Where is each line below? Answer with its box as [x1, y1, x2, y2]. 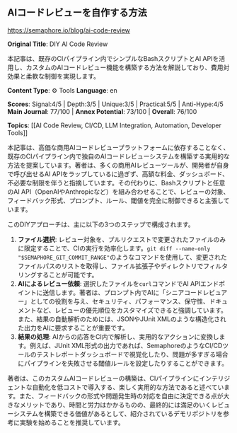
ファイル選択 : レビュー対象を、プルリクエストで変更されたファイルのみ [17, 235, 226, 243]
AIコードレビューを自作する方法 [7, 6, 147, 19]
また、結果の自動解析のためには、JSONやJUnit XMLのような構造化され [17, 314, 226, 323]
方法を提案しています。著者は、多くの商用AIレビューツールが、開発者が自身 [7, 161, 230, 169]
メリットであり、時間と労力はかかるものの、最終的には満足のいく [19, 400, 212, 409]
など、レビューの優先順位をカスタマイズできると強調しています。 [36, 306, 228, 314]
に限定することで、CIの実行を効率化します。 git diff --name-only [17, 243, 211, 253]
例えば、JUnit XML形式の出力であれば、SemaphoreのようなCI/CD [29, 341, 223, 350]
